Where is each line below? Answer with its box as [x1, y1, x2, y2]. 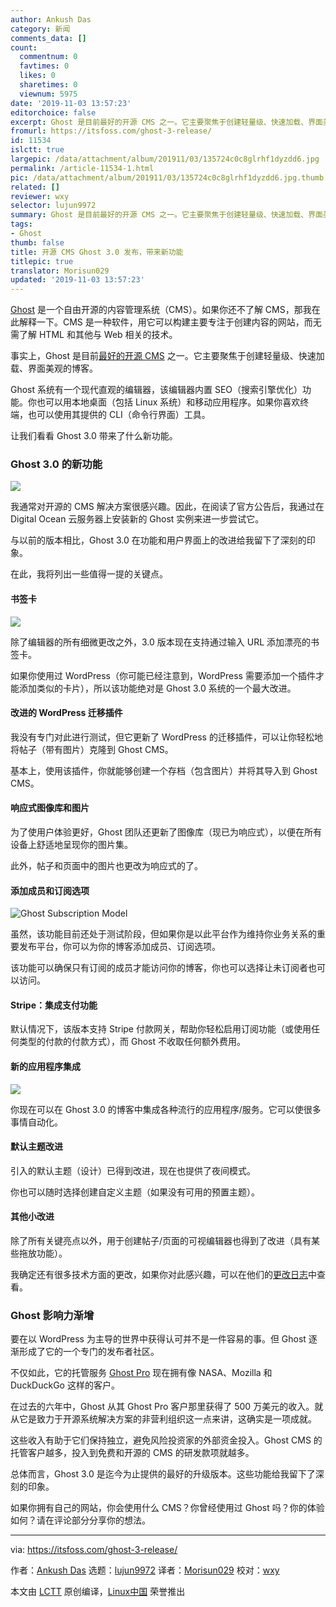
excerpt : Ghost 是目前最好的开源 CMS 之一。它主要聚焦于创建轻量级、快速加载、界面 [10, 117, 323, 127]
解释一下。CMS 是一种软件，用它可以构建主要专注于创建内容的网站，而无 [18, 316, 322, 328]
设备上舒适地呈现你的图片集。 [10, 839, 133, 851]
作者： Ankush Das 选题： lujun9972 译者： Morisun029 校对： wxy [10, 1564, 280, 1576]
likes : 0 [19, 71, 56, 81]
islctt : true [10, 145, 65, 155]
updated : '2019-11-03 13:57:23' [10, 275, 145, 285]
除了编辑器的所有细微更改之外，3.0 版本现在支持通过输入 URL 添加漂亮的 [10, 636, 311, 648]
